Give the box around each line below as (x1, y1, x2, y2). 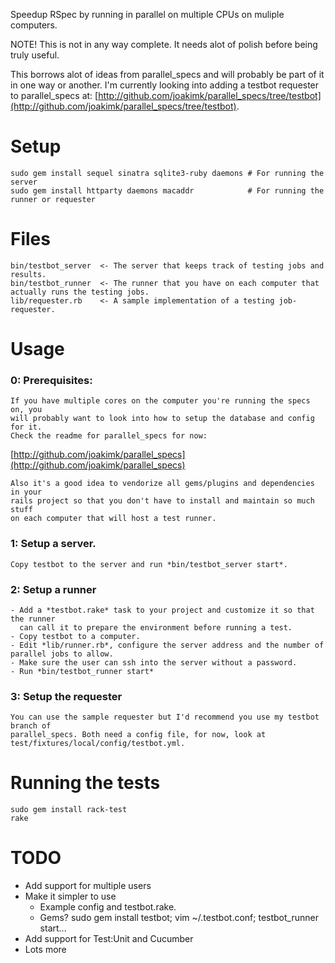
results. (10, 269, 47, 279)
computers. (10, 19, 58, 31)
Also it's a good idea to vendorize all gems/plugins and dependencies (10, 479, 315, 489)
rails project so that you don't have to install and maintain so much (10, 496, 315, 506)
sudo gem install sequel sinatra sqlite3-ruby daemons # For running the (10, 168, 325, 178)
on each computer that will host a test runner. (10, 514, 217, 524)
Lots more (24, 944, 67, 956)
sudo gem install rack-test (10, 805, 128, 815)
